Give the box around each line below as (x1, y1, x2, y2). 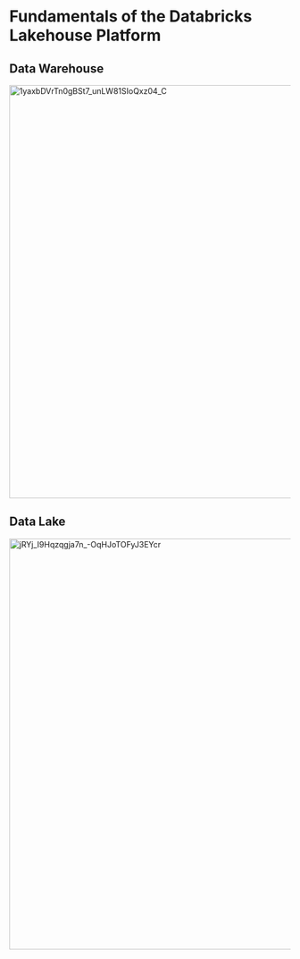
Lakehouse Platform (9, 25, 162, 46)
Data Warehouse (9, 61, 104, 76)
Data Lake (9, 514, 66, 530)
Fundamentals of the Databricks (9, 6, 253, 27)
